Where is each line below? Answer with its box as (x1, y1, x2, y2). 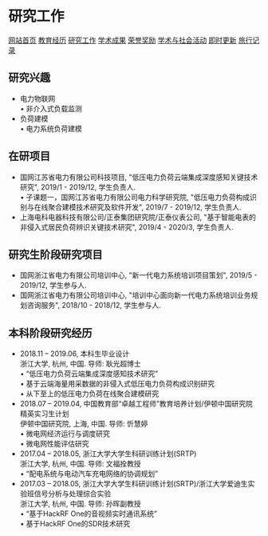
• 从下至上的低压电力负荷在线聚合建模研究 (19, 389, 160, 398)
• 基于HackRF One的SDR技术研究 (19, 519, 131, 529)
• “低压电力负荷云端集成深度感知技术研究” (19, 369, 158, 378)
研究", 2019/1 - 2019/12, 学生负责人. (19, 182, 136, 192)
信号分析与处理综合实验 (33, 489, 112, 498)
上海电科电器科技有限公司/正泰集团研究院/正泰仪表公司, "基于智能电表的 (19, 212, 257, 222)
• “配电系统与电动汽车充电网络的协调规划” (19, 469, 158, 478)
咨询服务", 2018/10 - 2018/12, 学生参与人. (26, 301, 161, 310)
